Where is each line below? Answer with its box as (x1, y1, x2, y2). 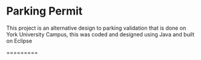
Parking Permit (6, 4, 83, 18)
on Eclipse (6, 37, 32, 44)
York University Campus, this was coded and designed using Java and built (6, 30, 195, 38)
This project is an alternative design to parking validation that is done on (6, 24, 186, 32)
